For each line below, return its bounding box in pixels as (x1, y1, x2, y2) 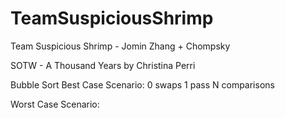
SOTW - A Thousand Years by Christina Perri (10, 59, 196, 71)
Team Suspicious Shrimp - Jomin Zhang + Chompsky (10, 40, 231, 52)
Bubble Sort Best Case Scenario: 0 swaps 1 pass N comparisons (10, 78, 275, 91)
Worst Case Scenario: (10, 98, 100, 110)
